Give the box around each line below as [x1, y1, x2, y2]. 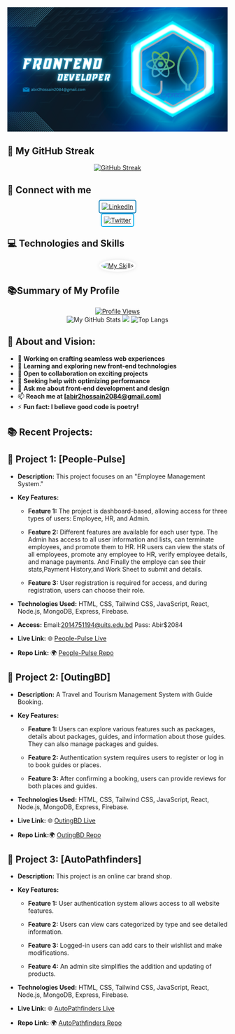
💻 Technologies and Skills [7, 237, 124, 249]
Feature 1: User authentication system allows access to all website [27, 899, 220, 908]
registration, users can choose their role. [27, 586, 145, 594]
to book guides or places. [27, 760, 101, 769]
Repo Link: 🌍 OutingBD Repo [17, 830, 101, 839]
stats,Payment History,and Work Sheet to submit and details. [27, 565, 203, 573]
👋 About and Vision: [7, 336, 96, 347]
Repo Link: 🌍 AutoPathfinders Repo [17, 1019, 122, 1027]
